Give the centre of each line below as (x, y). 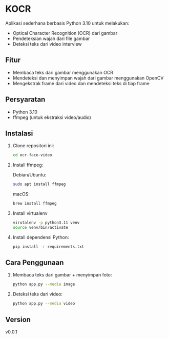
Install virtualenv (30, 213)
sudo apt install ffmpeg (39, 184)
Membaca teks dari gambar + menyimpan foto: (62, 275)
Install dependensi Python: (41, 237)
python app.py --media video (44, 304)
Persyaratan (25, 100)
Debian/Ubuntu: (29, 175)
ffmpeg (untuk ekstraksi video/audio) (52, 117)
